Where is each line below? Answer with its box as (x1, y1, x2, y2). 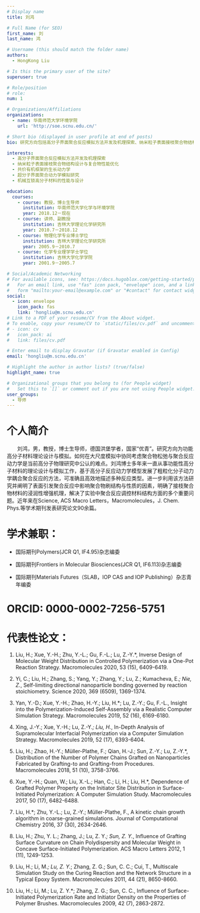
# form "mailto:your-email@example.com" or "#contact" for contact (7, 288, 183, 293)
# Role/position (7, 84, 47, 91)
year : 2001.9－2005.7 (22, 260, 75, 266)
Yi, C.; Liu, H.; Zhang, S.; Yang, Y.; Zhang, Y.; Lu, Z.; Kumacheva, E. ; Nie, (15, 675, 192, 683)
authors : (7, 52, 28, 58)
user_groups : (7, 391, 39, 397)
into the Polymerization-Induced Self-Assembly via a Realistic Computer (15, 706, 192, 713)
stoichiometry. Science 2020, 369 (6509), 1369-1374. (15, 688, 147, 695)
